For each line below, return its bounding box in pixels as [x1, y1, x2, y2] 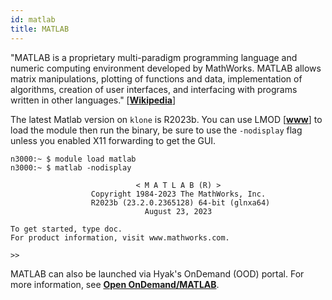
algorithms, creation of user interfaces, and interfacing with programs [10, 83, 298, 95]
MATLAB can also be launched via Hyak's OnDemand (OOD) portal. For [10, 267, 305, 280]
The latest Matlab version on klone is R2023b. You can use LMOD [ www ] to [10, 113, 323, 125]
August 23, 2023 [144, 206, 213, 216]
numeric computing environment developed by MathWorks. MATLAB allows [10, 62, 322, 74]
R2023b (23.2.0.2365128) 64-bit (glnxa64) [90, 197, 271, 208]
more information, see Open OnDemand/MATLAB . [10, 278, 220, 290]
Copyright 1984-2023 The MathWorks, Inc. [90, 189, 267, 199]
